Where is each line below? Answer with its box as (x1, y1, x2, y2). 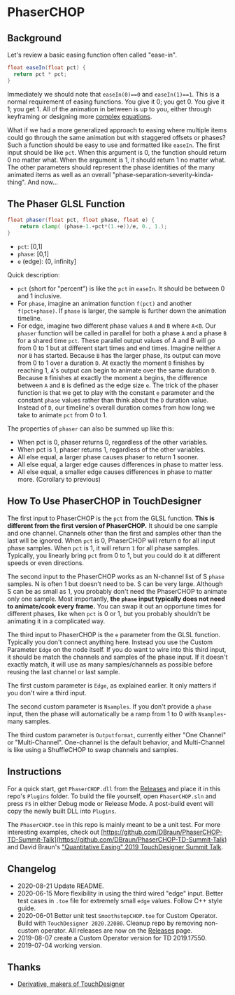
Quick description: (7, 271, 61, 279)
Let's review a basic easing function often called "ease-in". (7, 50, 177, 59)
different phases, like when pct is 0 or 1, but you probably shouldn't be (7, 609, 211, 618)
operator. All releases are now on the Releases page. (41, 926, 193, 935)
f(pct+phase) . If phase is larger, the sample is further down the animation (17, 307, 227, 315)
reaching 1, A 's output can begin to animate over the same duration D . (17, 366, 217, 375)
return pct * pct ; (13, 71, 68, 78)
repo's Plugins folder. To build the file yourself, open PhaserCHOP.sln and (7, 792, 217, 800)
